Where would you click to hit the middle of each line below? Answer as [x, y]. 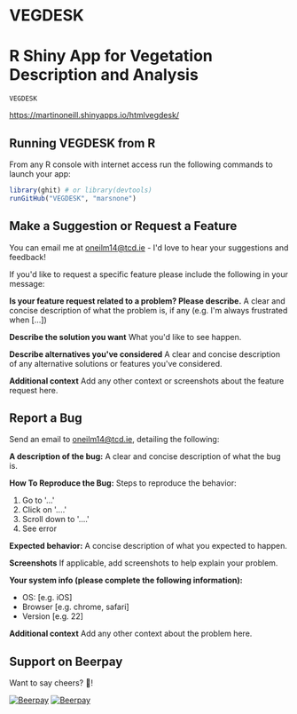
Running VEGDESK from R [82, 143]
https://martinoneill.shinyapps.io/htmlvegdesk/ [94, 115]
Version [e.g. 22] [53, 616]
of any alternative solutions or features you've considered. [116, 363]
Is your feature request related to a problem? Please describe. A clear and [147, 301]
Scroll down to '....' [56, 520]
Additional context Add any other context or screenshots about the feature [147, 381]
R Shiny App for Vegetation [111, 56]
